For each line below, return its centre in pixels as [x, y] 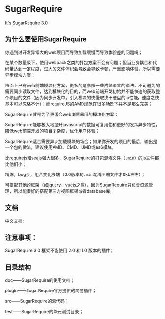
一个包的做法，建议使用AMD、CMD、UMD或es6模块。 [61, 147]
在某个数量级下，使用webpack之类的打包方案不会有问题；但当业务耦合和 [79, 62]
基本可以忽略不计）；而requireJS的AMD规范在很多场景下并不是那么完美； [79, 104]
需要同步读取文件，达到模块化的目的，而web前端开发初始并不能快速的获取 [80, 91]
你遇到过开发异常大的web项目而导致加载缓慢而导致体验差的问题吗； [74, 52]
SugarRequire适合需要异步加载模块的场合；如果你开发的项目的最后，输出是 [81, 141]
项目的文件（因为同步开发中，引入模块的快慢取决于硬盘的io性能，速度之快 [84, 97]
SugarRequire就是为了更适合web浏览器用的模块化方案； [62, 114]
